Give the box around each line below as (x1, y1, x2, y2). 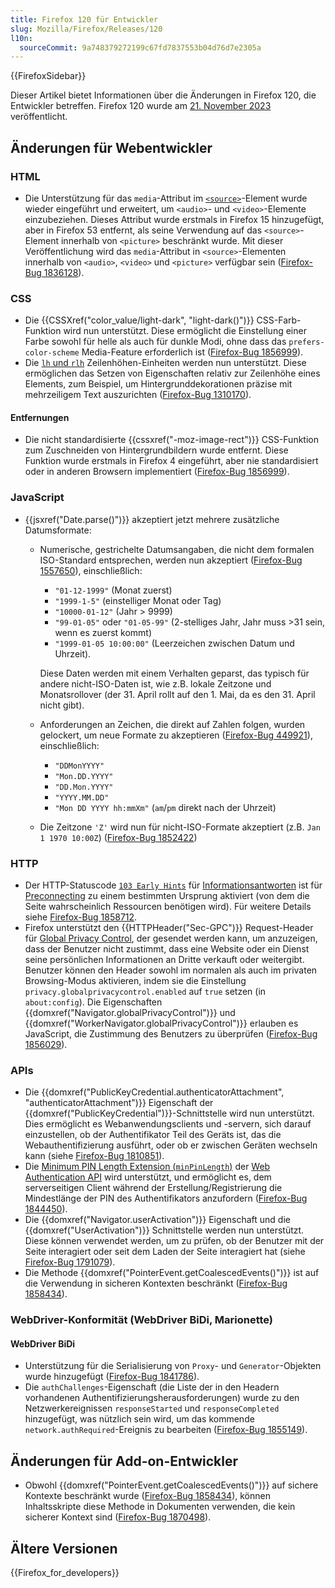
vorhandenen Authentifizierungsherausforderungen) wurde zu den (24, 1392, 300, 1404)
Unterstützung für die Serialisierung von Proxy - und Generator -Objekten (24, 1360, 322, 1372)
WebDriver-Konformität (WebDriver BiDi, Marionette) (10, 1313, 273, 1327)
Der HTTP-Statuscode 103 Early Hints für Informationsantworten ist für (24, 879, 323, 891)
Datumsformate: (24, 524, 92, 536)
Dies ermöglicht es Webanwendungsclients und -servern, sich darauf (24, 1118, 312, 1130)
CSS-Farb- (256, 314, 302, 326)
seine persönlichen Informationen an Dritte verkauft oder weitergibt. (24, 954, 305, 966)
